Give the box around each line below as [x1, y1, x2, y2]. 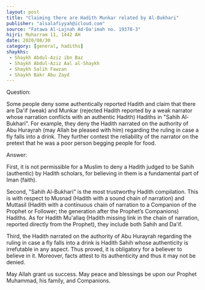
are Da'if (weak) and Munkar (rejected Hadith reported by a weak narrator [6, 107, 193, 114]
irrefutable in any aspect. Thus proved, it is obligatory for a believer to [6, 246, 182, 253]
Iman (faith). [6, 176, 37, 184]
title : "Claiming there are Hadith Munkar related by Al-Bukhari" [6, 15, 179, 21]
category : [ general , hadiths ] [6, 44, 84, 50]
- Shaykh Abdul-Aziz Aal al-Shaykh [9, 60, 100, 66]
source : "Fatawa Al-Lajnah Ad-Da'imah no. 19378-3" [6, 26, 141, 32]
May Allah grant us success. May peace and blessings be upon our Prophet [6, 270, 197, 278]
